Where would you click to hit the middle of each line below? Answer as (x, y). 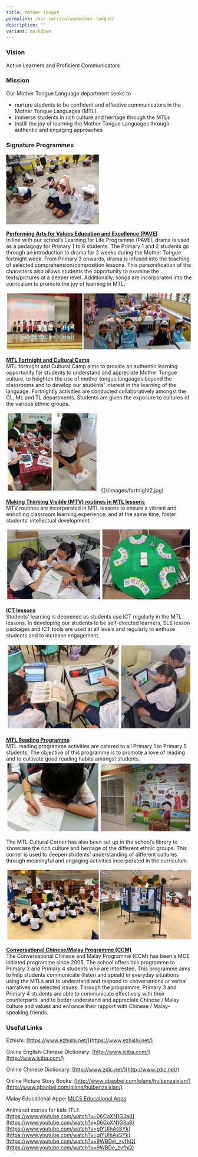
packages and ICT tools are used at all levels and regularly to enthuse (91, 629)
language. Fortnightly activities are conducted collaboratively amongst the (96, 391)
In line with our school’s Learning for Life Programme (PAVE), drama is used (98, 240)
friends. (39, 1012)
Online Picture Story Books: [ (41, 1080)
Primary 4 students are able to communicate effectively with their (85, 993)
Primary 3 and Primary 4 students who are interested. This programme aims (98, 968)
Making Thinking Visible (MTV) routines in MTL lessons (76, 501)
